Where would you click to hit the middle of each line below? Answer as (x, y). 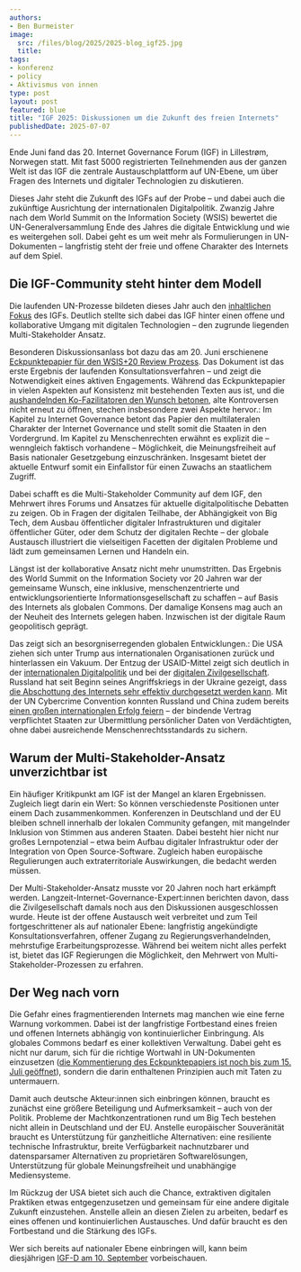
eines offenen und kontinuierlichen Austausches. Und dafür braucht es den (148, 1222)
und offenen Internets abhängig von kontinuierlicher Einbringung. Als (137, 1033)
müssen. (25, 870)
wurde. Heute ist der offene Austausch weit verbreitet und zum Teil (133, 916)
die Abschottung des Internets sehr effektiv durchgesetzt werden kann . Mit (148, 691)
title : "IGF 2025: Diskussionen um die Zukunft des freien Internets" (144, 118)
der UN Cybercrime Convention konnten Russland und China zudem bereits (149, 701)
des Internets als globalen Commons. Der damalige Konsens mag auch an (146, 607)
